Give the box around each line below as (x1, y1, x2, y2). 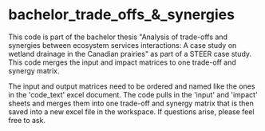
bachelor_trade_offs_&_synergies (8, 6, 235, 24)
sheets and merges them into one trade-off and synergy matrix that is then (8, 98, 254, 108)
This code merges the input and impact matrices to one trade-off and (8, 58, 237, 67)
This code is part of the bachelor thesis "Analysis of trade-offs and (8, 32, 227, 42)
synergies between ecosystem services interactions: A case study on (8, 40, 237, 50)
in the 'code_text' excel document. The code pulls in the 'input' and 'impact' (8, 89, 258, 99)
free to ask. (8, 115, 46, 125)
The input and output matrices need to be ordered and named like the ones (8, 81, 255, 91)
